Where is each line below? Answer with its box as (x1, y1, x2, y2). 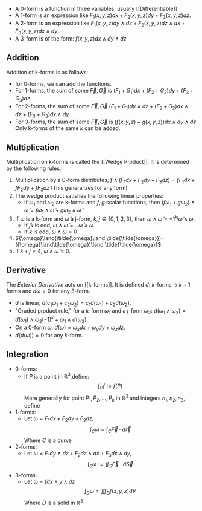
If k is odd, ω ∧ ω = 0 (24, 228, 77, 235)
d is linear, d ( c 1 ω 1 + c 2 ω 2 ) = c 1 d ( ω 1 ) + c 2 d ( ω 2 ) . (14, 299, 131, 308)
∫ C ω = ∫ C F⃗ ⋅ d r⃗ (89, 426, 131, 435)
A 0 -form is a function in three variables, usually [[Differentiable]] (14, 5, 178, 12)
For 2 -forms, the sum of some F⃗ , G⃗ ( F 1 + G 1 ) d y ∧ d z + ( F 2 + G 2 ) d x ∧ (14, 102, 189, 111)
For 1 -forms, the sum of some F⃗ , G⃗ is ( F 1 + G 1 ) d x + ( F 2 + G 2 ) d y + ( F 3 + (14, 87, 194, 96)
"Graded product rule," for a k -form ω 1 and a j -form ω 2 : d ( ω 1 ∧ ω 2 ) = (14, 307, 186, 316)
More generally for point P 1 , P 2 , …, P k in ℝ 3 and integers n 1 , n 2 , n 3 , (24, 393, 186, 403)
